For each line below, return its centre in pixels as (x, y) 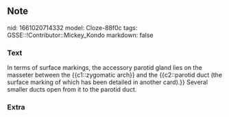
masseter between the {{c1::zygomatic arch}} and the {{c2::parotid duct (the (115, 75)
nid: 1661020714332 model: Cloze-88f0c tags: (72, 27)
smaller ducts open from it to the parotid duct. (72, 90)
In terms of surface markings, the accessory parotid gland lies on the (105, 68)
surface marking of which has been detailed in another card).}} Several (107, 82)
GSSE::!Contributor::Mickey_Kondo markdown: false (80, 35)
